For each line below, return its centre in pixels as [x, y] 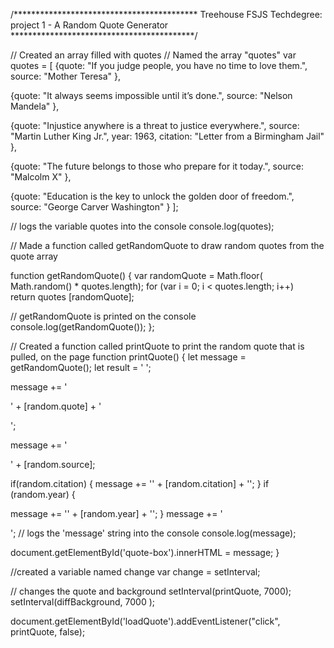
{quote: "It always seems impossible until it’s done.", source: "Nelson [151, 95]
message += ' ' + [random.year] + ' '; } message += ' [116, 513]
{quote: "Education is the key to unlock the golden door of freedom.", [152, 196]
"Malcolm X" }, [41, 177]
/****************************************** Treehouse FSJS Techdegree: [166, 14]
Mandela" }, [35, 106]
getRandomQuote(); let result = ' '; [81, 367]
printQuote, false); [48, 632]
